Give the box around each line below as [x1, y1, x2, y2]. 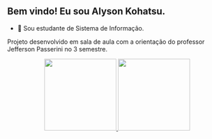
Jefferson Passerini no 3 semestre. [7, 44, 108, 53]
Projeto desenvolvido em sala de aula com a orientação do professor [7, 38, 205, 46]
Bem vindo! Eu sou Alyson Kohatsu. [7, 6, 166, 17]
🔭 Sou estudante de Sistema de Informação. [17, 24, 144, 32]
